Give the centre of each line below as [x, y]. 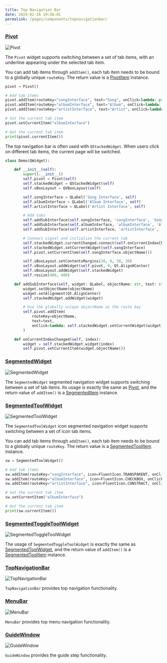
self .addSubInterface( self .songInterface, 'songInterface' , [86, 220]
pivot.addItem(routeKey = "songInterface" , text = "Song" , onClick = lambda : [81, 100]
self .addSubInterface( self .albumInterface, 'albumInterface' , [89, 225]
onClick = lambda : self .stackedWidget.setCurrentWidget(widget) [97, 326]
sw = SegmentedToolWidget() [34, 460]
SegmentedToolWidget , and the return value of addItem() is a [68, 550]
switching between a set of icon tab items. [48, 431]
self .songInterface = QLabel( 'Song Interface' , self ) [80, 197]
